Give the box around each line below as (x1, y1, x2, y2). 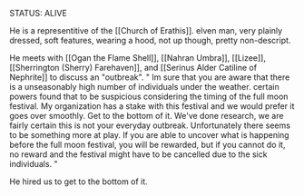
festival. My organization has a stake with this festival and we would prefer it (9, 101, 295, 112)
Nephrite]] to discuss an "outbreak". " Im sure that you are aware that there (9, 72, 290, 83)
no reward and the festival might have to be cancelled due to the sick (9, 149, 268, 160)
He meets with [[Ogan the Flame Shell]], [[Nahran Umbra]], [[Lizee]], (9, 53, 266, 63)
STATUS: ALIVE (9, 8, 68, 18)
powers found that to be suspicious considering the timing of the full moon (9, 91, 289, 102)
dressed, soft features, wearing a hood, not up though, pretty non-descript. (9, 35, 291, 45)
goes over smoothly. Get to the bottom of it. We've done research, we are (9, 111, 284, 121)
